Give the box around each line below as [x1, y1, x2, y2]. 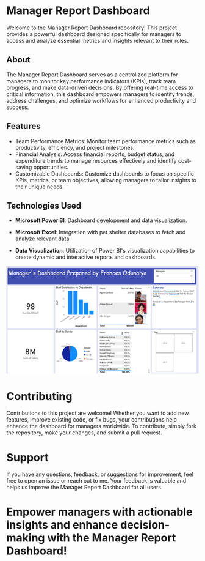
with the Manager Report [47, 531, 176, 545]
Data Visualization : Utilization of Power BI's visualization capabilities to [15, 247, 195, 254]
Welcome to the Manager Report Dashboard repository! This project [6, 24, 178, 31]
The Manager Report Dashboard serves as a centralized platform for [6, 71, 178, 78]
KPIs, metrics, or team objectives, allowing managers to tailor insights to [15, 176, 197, 184]
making [6, 531, 45, 545]
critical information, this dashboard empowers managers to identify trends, [6, 90, 195, 98]
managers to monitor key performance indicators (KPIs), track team [6, 77, 176, 84]
